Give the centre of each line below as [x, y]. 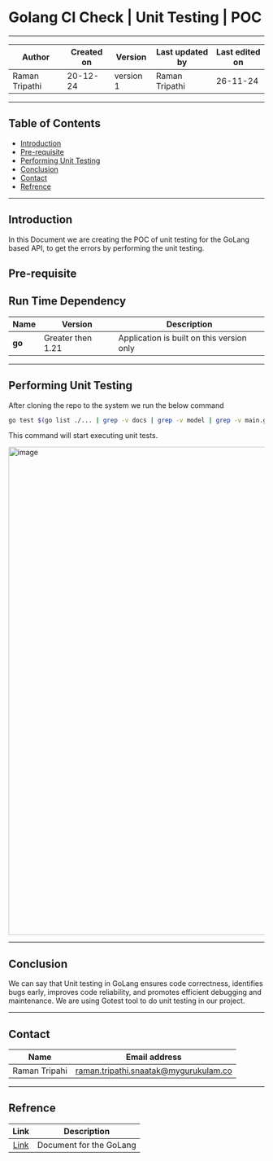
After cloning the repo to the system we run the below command [116, 405]
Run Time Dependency [67, 301]
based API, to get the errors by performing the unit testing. [106, 248]
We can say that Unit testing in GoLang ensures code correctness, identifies [136, 984]
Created [87, 51]
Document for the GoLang [87, 1145]
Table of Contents [55, 123]
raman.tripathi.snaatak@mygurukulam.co [154, 1071]
